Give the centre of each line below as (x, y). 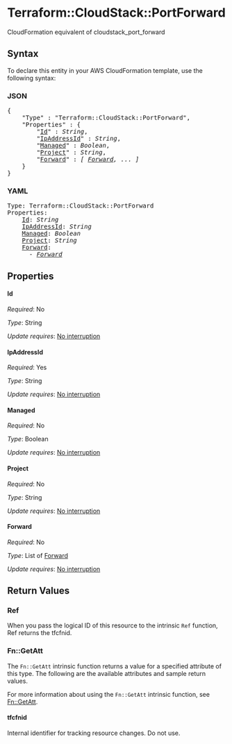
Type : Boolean (28, 439)
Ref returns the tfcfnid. (40, 633)
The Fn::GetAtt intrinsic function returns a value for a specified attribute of (115, 666)
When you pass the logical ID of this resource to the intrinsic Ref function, (113, 625)
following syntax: (32, 78)
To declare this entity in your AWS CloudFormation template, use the (105, 70)
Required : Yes (27, 367)
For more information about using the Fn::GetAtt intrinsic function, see (109, 694)
